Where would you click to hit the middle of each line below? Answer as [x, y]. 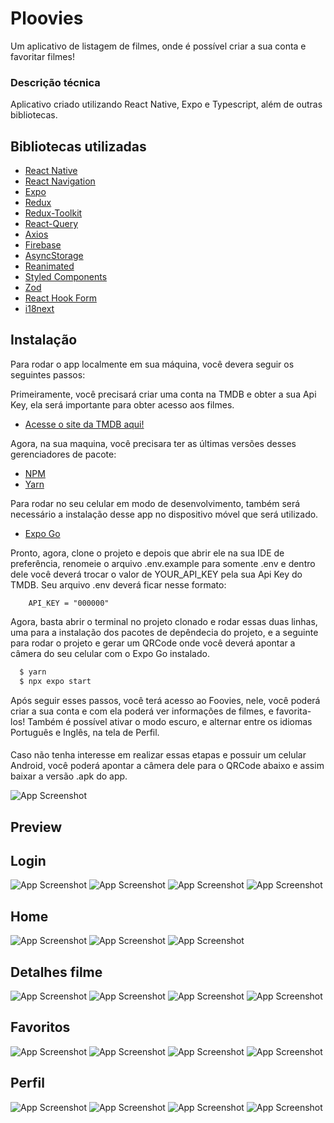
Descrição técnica [55, 82]
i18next [39, 309]
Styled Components [66, 277]
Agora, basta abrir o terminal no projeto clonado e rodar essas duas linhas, [164, 621]
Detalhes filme [56, 972]
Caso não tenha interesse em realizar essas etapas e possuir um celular [158, 755]
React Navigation [60, 181]
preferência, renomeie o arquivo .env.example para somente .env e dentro [163, 563]
